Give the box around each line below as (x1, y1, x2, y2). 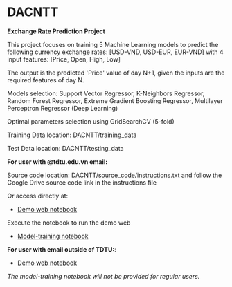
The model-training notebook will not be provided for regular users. (7, 272, 200, 280)
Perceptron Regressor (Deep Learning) (7, 104, 118, 112)
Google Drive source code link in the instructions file (7, 178, 157, 187)
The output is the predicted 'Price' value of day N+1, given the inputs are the (7, 68, 225, 77)
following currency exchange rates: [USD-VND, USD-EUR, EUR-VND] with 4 (7, 48, 224, 56)
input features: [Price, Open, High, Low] (7, 55, 121, 63)
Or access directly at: (7, 192, 69, 200)
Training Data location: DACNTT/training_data (7, 131, 137, 139)
